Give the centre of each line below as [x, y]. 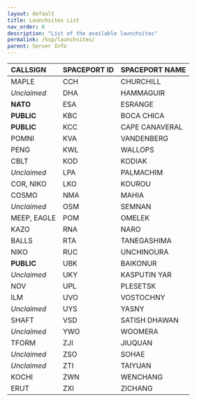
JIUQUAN [137, 343]
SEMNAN [136, 207]
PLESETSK [138, 286]
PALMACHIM [142, 172]
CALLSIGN [29, 70]
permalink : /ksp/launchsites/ [51, 40]
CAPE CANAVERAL [152, 127]
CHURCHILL [141, 81]
